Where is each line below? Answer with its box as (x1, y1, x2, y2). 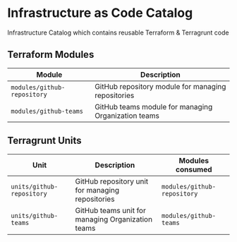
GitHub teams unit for (75, 205, 146, 215)
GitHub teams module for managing (95, 102, 213, 111)
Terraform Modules (7, 49, 95, 61)
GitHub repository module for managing (95, 81, 226, 91)
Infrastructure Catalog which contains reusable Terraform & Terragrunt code (7, 28, 229, 37)
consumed (175, 164, 213, 174)
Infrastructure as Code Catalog (7, 5, 193, 21)
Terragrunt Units (7, 135, 83, 147)
